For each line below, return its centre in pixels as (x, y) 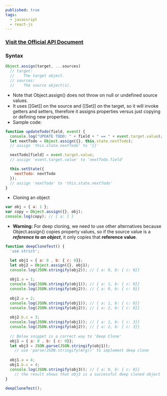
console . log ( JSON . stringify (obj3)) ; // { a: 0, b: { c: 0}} (75, 369)
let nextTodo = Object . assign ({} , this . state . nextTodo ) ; (72, 141)
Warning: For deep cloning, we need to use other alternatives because (87, 226)
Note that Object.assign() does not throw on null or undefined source (85, 95)
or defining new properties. (41, 117)
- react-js (21, 24)
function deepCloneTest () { (35, 246)
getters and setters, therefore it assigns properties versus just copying (87, 111)
